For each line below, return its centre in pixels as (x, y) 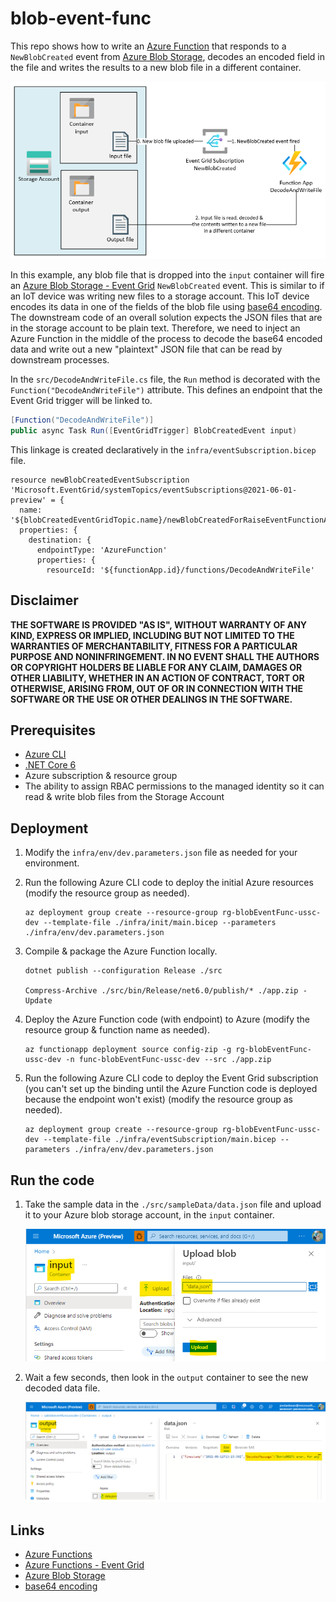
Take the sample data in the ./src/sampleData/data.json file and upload (173, 1204)
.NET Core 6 (50, 765)
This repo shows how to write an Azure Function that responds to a (148, 46)
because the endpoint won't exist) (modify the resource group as (159, 1099)
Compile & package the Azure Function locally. (121, 951)
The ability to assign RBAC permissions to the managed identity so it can (174, 786)
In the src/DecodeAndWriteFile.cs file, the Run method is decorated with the (165, 379)
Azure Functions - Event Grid (84, 1565)
